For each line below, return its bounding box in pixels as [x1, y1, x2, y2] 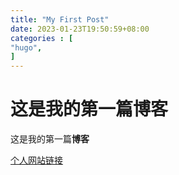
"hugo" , [10, 42, 43, 53]
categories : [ [10, 33, 74, 43]
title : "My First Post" [10, 14, 110, 25]
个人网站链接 [10, 154, 63, 166]
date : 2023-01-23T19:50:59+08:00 [10, 24, 150, 34]
